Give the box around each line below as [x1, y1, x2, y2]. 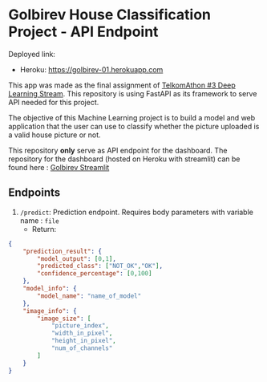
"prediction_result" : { [22, 247, 103, 255]
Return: [31, 224, 57, 234]
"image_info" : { [22, 307, 78, 315]
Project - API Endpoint [8, 22, 159, 41]
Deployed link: [8, 49, 56, 59]
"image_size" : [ [37, 315, 91, 323]
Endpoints [8, 186, 61, 200]
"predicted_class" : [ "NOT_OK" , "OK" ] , [37, 262, 163, 270]
